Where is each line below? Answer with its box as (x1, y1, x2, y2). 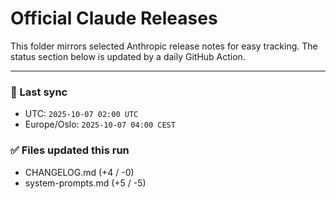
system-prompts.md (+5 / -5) (24, 177, 147, 189)
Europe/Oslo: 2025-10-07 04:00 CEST (24, 118, 176, 131)
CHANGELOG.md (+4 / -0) (24, 166, 135, 178)
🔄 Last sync (10, 85, 68, 99)
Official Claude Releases (10, 7, 218, 30)
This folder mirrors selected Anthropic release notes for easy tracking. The (10, 40, 318, 52)
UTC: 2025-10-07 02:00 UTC (24, 108, 139, 120)
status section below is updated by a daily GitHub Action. (10, 50, 246, 62)
